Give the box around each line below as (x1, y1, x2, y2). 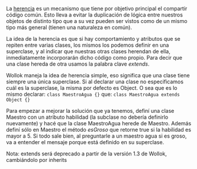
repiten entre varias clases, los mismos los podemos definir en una (6, 41, 169, 48)
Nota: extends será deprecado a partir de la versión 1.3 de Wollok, (6, 150, 167, 157)
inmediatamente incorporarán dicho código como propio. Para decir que (6, 54, 183, 61)
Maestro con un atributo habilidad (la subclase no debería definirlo (6, 113, 169, 121)
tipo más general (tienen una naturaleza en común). (6, 24, 132, 31)
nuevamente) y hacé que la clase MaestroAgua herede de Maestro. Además (6, 120, 192, 126)
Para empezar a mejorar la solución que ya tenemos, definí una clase (6, 108, 175, 114)
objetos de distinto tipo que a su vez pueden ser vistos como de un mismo (6, 18, 188, 24)
